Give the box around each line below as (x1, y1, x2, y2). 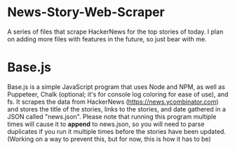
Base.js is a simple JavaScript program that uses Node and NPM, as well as (7, 82, 226, 91)
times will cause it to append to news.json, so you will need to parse (7, 120, 205, 128)
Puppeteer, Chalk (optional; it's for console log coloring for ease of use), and (7, 90, 229, 98)
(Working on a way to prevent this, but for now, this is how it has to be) (7, 135, 212, 143)
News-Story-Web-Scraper (7, 4, 165, 20)
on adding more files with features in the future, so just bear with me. (7, 34, 207, 43)
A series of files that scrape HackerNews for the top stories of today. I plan (7, 27, 224, 36)
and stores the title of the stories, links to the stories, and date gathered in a (7, 104, 227, 113)
